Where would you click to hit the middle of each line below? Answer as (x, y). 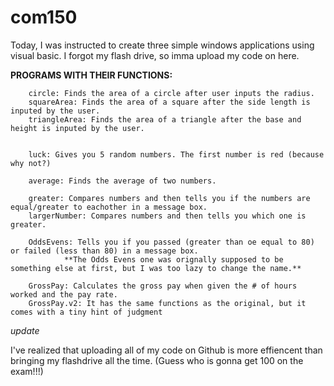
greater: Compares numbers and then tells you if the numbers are (169, 198)
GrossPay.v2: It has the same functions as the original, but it (167, 303)
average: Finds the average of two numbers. (122, 181)
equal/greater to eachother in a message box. (109, 207)
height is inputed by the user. (77, 128)
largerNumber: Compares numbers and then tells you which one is (167, 216)
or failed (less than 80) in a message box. (104, 251)
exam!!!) (27, 371)
